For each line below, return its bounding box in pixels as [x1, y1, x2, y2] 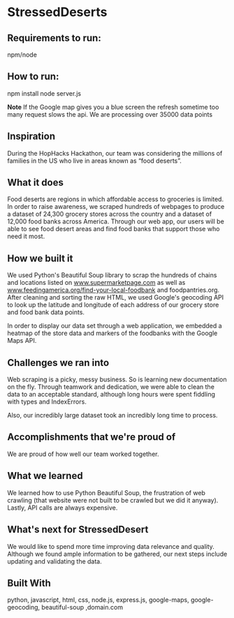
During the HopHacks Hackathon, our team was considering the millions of [7, 149, 223, 157]
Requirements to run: [7, 32, 101, 44]
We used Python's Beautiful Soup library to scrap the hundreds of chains [7, 271, 217, 279]
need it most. [7, 232, 45, 241]
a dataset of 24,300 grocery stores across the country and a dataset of [7, 210, 212, 219]
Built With [7, 577, 51, 589]
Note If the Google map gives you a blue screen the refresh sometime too [7, 103, 219, 111]
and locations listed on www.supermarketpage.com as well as [7, 279, 186, 287]
